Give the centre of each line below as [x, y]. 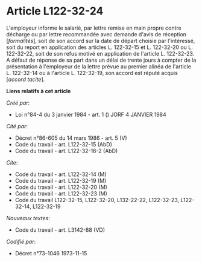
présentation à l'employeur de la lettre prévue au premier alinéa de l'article [99, 66]
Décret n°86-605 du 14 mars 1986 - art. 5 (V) [71, 138]
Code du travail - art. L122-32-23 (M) [61, 193]
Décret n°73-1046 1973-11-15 [51, 253]
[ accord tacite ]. [26, 79]
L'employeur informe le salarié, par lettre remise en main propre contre [94, 28]
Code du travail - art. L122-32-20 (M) [61, 187]
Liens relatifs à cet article [39, 91]
